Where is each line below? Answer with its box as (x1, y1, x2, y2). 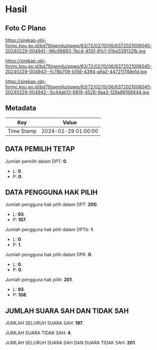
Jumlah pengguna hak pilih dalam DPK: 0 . (5, 252, 93, 258)
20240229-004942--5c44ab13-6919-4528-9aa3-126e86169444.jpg (5, 89, 149, 95)
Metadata (5, 104, 36, 113)
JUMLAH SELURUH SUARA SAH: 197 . (5, 320, 84, 326)
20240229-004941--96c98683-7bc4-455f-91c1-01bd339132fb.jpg (5, 48, 146, 54)
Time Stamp (8, 127, 37, 134)
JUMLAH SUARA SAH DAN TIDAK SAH (5, 306, 129, 315)
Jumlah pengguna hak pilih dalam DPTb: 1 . (5, 227, 94, 233)
